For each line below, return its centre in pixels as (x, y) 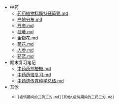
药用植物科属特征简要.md (43, 13)
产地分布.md (30, 19)
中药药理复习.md (34, 75)
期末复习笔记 (23, 62)
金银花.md (28, 38)
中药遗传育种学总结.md (40, 81)
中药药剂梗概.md (34, 68)
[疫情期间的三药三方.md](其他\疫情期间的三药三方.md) (66, 97)
